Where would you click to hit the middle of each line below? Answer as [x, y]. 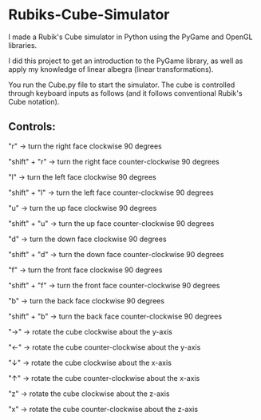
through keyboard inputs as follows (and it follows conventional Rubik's [125, 93]
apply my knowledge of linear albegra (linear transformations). [111, 69]
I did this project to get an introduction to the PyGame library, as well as [126, 61]
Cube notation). [34, 101]
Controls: [32, 127]
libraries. [23, 45]
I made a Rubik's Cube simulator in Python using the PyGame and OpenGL [130, 37]
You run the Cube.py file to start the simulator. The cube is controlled [122, 85]
